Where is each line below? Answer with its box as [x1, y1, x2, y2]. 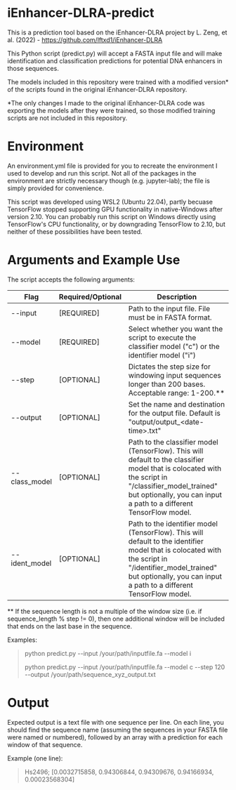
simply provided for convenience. [7, 184, 104, 192]
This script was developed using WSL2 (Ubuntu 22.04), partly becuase [7, 197, 213, 206]
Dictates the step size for [128, 362, 211, 371]
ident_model [11, 558, 52, 568]
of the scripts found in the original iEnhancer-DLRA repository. [7, 85, 188, 93]
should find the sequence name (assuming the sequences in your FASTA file [7, 725, 228, 734]
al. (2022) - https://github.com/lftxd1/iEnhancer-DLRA [7, 35, 163, 44]
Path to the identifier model [128, 518, 218, 528]
